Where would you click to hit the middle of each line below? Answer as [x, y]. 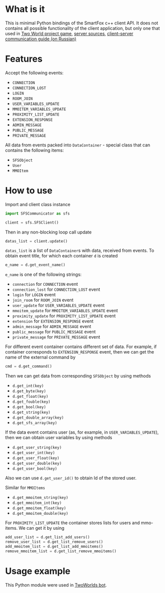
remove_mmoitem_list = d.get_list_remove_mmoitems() [61, 551]
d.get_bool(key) [29, 407]
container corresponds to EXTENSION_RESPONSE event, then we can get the [80, 352]
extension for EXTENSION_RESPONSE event [53, 321]
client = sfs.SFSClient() [32, 223]
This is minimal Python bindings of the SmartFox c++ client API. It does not [82, 23]
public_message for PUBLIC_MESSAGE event [54, 332]
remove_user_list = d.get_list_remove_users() [54, 542]
